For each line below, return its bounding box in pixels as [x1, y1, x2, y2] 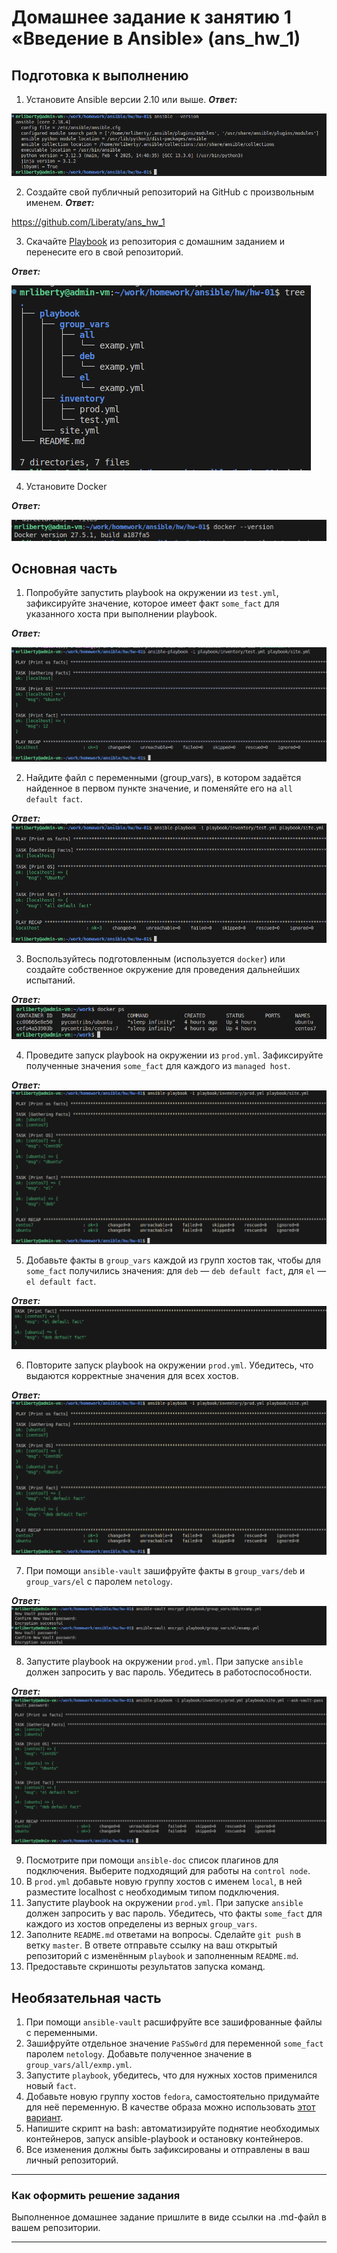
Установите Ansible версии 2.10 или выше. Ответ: [25, 94, 238, 105]
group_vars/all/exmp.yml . [25, 2059, 133, 2071]
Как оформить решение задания [11, 2188, 181, 2202]
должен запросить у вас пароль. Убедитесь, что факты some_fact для [25, 1907, 323, 1920]
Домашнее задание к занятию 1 [11, 6, 292, 29]
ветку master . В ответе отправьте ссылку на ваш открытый [25, 1939, 278, 1951]
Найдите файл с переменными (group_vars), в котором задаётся [25, 772, 302, 784]
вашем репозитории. [11, 2222, 101, 2234]
